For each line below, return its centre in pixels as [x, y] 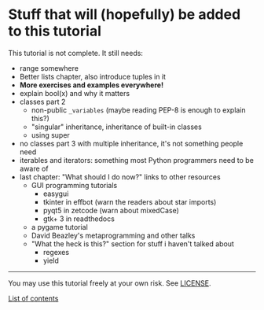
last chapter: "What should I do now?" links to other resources [120, 177]
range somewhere [49, 68]
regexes [56, 252]
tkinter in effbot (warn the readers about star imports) [130, 201]
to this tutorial [55, 31]
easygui [56, 194]
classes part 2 [42, 101]
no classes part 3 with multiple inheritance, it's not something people [131, 143]
